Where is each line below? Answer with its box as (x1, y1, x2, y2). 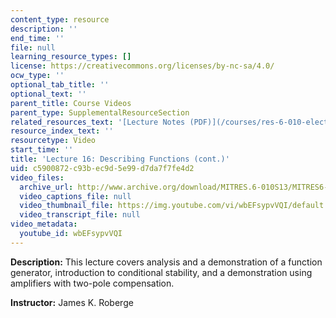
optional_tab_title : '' (10, 80, 110, 90)
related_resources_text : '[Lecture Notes (10, 117, 186, 127)
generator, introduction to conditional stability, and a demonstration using (10, 266, 313, 278)
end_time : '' (10, 33, 65, 43)
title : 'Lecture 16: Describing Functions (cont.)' (10, 154, 230, 164)
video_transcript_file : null (19, 210, 141, 220)
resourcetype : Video (10, 136, 97, 146)
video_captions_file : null (19, 191, 132, 201)
